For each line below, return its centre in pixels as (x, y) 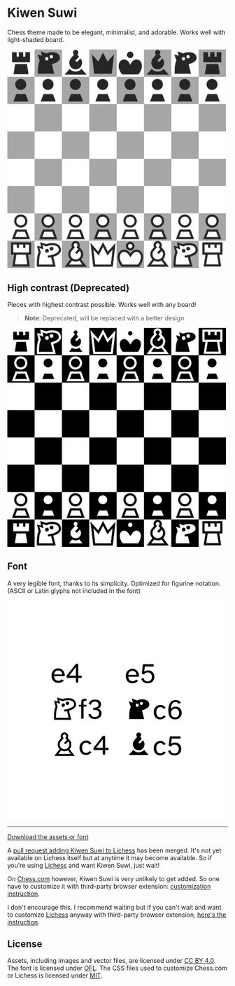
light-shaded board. (36, 39)
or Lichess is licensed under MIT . (55, 976)
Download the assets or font (48, 836)
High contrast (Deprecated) (69, 288)
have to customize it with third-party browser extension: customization (109, 886)
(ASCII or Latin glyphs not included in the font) (74, 591)
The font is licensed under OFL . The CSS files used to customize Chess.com (117, 968)
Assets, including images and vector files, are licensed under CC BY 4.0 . (112, 961)
